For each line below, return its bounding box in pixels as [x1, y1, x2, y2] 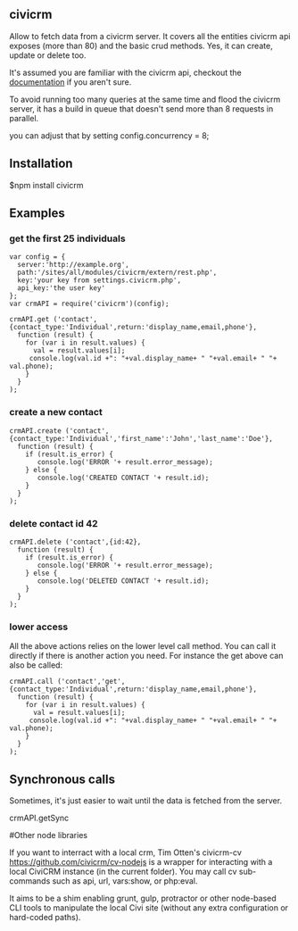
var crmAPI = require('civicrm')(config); [9, 299, 170, 309]
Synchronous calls [9, 771, 116, 786]
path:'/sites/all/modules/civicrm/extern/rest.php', [17, 268, 218, 278]
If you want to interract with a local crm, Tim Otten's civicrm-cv [9, 847, 243, 858]
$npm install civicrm [9, 179, 84, 190]
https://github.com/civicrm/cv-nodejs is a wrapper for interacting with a [9, 857, 273, 868]
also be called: [9, 660, 63, 670]
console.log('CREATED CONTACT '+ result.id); [37, 473, 210, 482]
